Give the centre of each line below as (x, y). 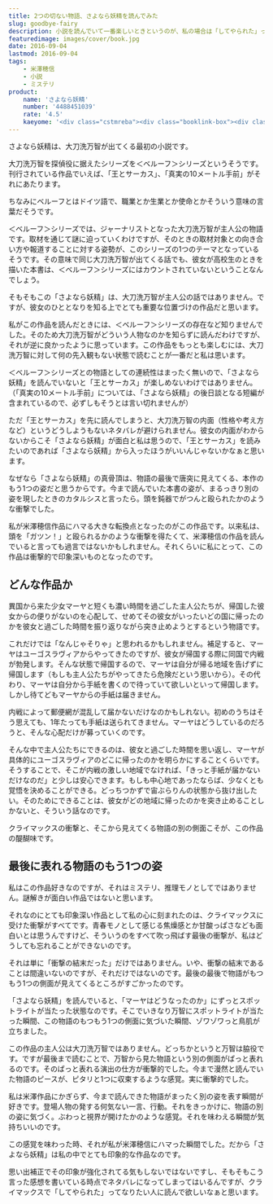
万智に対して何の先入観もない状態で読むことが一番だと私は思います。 (132, 354)
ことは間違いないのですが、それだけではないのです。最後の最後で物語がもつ (136, 973)
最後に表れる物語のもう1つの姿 (85, 866)
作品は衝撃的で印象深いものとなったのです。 (83, 556)
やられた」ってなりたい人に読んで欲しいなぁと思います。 (167, 1192)
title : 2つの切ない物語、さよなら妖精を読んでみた (83, 16)
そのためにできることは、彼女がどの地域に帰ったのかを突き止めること (140, 800)
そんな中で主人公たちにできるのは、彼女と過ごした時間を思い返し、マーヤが (136, 749)
